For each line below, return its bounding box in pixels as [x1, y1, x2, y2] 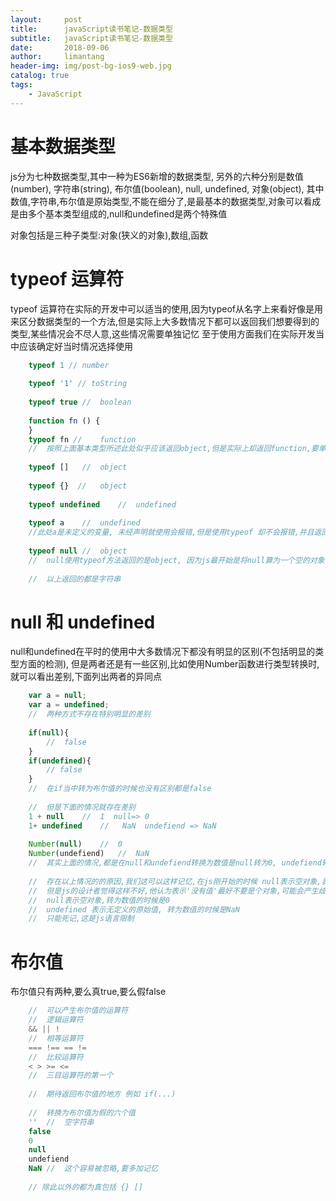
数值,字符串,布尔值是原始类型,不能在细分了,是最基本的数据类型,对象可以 [10, 195, 304, 207]
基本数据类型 [10, 135, 117, 158]
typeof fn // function [28, 434, 137, 445]
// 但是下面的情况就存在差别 [28, 802, 136, 812]
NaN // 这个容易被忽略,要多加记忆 [28, 1164, 158, 1174]
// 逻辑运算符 [28, 1015, 84, 1025]
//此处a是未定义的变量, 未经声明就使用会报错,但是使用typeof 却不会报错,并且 [28, 527, 315, 538]
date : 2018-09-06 [10, 42, 110, 53]
